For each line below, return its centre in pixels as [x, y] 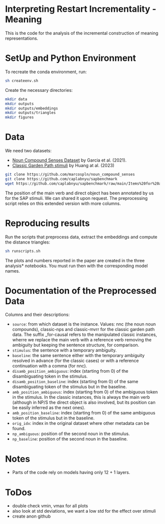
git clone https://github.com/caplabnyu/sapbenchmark [61, 179]
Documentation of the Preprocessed [81, 290]
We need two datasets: [28, 151]
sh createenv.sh [22, 81]
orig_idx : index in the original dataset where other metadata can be [81, 423]
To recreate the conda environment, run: [46, 72]
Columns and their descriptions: [37, 315]
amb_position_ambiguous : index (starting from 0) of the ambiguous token [85, 392]
